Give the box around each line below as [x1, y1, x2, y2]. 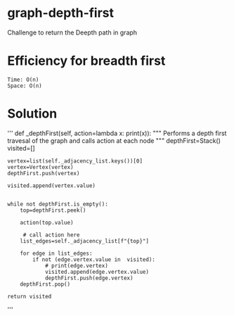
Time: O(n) [7, 76, 39, 83]
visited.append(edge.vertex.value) [44, 268, 150, 275]
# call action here [22, 231, 80, 239]
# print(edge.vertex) [44, 262, 109, 269]
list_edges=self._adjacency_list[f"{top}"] [20, 237, 150, 244]
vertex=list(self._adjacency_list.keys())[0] [7, 157, 143, 165]
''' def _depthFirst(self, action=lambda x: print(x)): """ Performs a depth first [7, 129, 227, 137]
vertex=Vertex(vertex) [7, 163, 74, 170]
